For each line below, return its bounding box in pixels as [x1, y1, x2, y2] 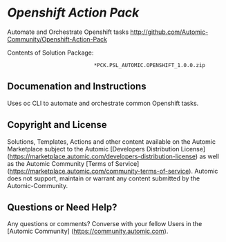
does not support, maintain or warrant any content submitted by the [7, 174, 200, 183]
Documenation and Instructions [7, 81, 147, 93]
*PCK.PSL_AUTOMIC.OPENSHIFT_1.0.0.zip [93, 62, 206, 68]
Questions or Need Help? [7, 201, 117, 213]
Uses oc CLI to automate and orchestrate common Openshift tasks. [7, 99, 199, 107]
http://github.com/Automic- [130, 28, 209, 36]
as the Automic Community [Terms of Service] [7, 159, 140, 167]
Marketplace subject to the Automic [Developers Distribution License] [7, 145, 206, 153]
